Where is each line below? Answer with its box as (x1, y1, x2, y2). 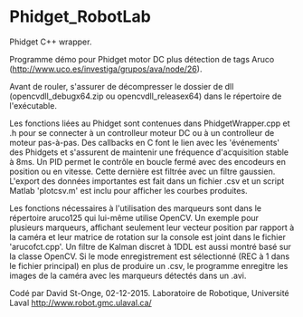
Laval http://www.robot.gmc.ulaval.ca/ (9, 297, 152, 308)
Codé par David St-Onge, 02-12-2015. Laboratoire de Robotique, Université (9, 287, 289, 298)
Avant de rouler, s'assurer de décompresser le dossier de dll (9, 81, 234, 91)
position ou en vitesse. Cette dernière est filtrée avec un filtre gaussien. (9, 166, 276, 177)
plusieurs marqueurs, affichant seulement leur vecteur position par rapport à (9, 222, 295, 233)
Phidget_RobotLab (9, 6, 151, 27)
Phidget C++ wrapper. (9, 36, 92, 47)
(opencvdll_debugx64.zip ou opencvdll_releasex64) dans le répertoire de (9, 91, 282, 101)
